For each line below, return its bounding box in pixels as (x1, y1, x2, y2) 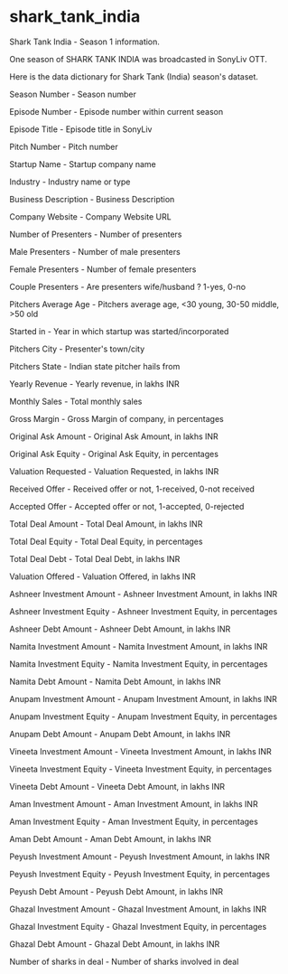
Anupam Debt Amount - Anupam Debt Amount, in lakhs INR (9, 728, 231, 739)
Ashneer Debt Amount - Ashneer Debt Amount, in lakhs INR (9, 623, 231, 634)
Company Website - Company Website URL (9, 211, 172, 222)
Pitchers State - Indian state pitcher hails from (9, 361, 181, 371)
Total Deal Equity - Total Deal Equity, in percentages (9, 536, 203, 547)
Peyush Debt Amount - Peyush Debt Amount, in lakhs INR (9, 885, 224, 896)
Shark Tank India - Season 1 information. (9, 36, 161, 47)
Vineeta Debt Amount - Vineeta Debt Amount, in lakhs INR (9, 781, 226, 791)
